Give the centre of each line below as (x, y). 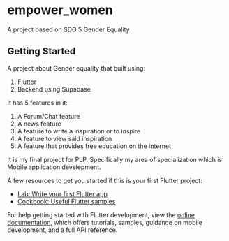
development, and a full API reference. (62, 230)
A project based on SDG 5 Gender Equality (69, 29)
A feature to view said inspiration (65, 138)
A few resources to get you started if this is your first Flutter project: (105, 180)
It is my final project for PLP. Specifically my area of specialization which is (114, 159)
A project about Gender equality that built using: (76, 68)
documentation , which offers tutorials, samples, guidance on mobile (105, 222)
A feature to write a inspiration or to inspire (79, 131)
